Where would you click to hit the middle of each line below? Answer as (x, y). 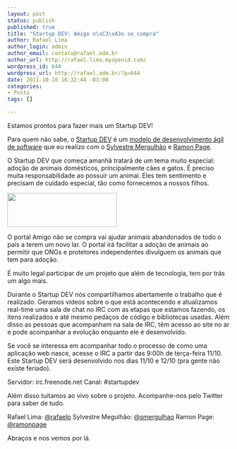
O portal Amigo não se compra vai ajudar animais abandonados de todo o (114, 237)
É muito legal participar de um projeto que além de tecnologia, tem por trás (116, 273)
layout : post (26, 14)
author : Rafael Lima (38, 40)
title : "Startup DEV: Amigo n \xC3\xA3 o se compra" (83, 34)
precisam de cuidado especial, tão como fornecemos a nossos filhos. (108, 183)
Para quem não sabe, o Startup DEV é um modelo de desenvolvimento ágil (116, 139)
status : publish (31, 21)
